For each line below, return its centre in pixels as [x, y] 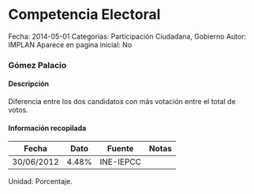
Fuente [120, 149]
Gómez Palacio [37, 65]
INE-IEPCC [121, 162]
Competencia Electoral [84, 15]
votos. [19, 110]
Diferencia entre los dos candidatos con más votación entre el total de [122, 102]
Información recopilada [47, 128]
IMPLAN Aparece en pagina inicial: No [70, 44]
